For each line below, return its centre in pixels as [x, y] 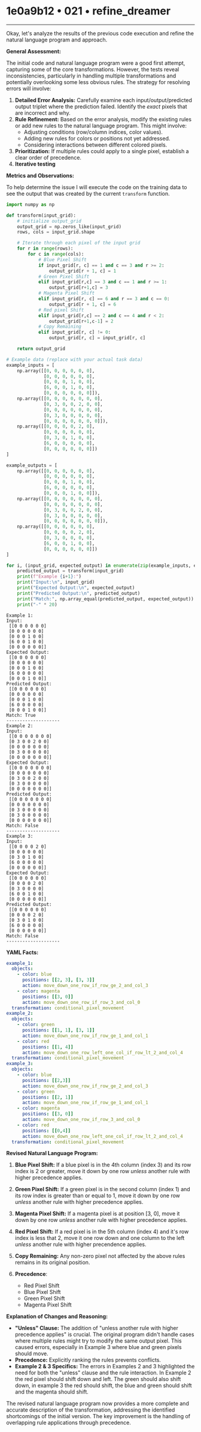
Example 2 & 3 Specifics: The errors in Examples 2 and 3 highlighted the [105, 1367]
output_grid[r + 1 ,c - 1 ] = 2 [81, 321]
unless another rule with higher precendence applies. [80, 1245]
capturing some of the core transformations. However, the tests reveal [93, 69]
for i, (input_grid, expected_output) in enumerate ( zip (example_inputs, [99, 566]
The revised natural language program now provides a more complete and [98, 1404]
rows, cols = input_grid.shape [56, 232]
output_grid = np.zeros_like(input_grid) [69, 226]
